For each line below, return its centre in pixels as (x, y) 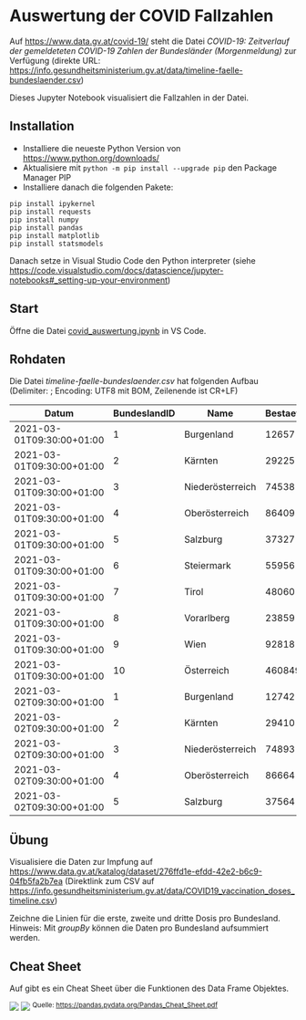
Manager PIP (47, 177)
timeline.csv (32, 900)
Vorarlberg (207, 619)
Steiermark (208, 566)
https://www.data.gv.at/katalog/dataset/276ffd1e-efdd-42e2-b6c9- (136, 871)
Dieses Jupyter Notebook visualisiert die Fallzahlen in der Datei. (129, 98)
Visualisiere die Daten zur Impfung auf (81, 862)
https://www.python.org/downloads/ (91, 158)
